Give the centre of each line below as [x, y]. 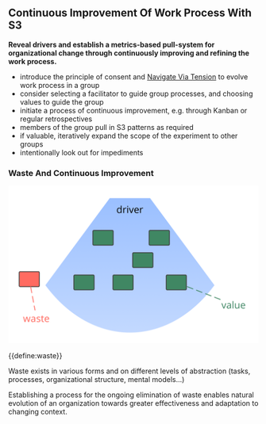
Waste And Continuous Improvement [81, 173]
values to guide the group [62, 101]
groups [31, 144]
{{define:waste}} [35, 356]
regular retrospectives [56, 119]
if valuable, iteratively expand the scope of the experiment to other [129, 136]
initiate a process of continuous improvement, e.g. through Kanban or [133, 110]
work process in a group [60, 85]
